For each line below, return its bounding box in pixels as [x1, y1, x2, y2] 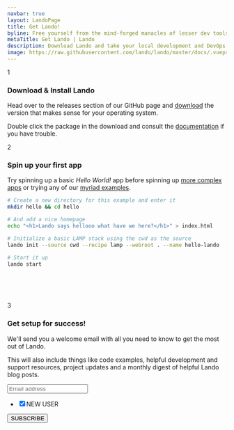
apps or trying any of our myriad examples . [7, 184, 131, 192]
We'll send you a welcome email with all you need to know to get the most [7, 335, 219, 343]
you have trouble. [7, 129, 58, 138]
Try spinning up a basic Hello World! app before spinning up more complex [7, 176, 222, 184]
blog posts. [7, 370, 40, 379]
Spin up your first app [7, 161, 82, 170]
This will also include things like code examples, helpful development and [7, 356, 218, 364]
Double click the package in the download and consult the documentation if [7, 122, 224, 131]
